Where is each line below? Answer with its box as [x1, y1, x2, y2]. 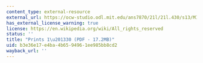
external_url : [6, 14, 42, 20]
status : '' [6, 31, 34, 37]
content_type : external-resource [6, 8, 91, 15]
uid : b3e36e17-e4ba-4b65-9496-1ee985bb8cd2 [6, 43, 118, 49]
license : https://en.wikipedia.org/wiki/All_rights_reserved [6, 25, 164, 32]
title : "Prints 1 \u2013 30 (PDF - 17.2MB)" [6, 37, 115, 43]
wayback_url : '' [6, 48, 47, 54]
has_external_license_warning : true [6, 20, 98, 26]
